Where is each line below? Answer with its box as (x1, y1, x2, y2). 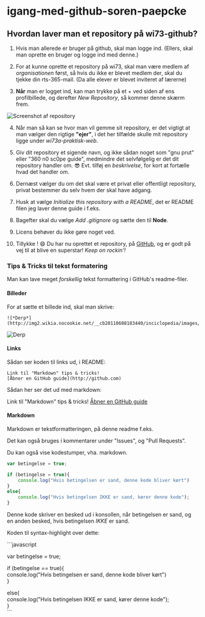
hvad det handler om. (15, 169, 69, 175)
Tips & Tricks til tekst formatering (7, 262, 108, 270)
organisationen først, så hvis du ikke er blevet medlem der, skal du (15, 69, 183, 77)
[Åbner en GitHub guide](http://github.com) (7, 375, 122, 382)
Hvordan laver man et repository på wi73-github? (7, 29, 198, 39)
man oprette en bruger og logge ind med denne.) (15, 51, 139, 58)
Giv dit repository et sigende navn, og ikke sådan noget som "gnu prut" (15, 149, 195, 156)
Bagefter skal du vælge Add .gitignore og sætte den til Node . (15, 217, 169, 223)
